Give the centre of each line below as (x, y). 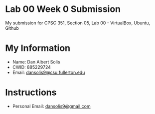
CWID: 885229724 (32, 67)
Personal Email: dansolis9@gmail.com (51, 106)
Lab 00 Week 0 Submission (63, 9)
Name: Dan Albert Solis (36, 62)
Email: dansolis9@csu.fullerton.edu (49, 72)
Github (12, 28)
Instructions (31, 92)
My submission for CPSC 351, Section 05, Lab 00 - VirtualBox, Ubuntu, (78, 23)
